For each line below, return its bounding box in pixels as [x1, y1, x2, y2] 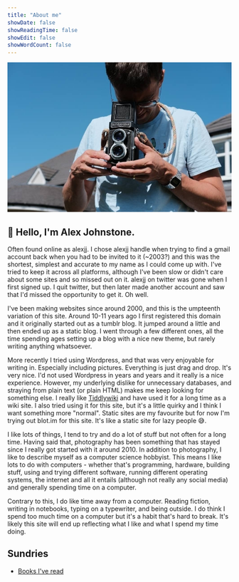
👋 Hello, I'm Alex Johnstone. [7, 226, 135, 238]
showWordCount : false [7, 41, 72, 49]
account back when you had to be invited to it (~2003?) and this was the [7, 252, 221, 261]
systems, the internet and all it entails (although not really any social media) [7, 475, 229, 484]
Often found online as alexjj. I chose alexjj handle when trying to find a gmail [7, 244, 230, 253]
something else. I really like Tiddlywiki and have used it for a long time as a [7, 393, 226, 402]
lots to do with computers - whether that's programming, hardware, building [7, 460, 230, 469]
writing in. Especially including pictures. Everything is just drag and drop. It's [7, 363, 232, 372]
